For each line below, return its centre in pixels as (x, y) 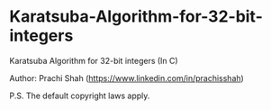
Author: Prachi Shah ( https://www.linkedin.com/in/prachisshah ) (127, 78)
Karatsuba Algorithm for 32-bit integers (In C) (94, 60)
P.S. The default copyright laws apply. (80, 96)
